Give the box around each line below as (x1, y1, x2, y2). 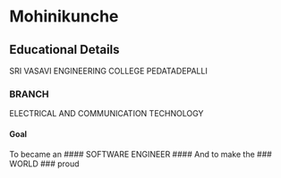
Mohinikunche (9, 6, 119, 27)
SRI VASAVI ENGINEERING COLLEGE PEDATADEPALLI (9, 65, 208, 76)
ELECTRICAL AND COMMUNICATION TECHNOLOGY (9, 108, 204, 119)
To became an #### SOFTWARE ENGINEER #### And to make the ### (9, 148, 273, 159)
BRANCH (9, 88, 49, 100)
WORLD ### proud (9, 158, 80, 169)
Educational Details (9, 42, 120, 57)
